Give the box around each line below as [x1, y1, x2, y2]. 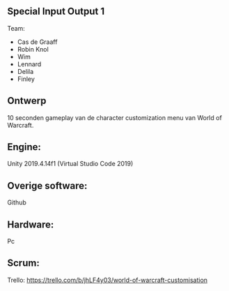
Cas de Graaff [17, 38, 58, 46]
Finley [17, 75, 35, 83]
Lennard [17, 59, 42, 68]
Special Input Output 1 [7, 6, 105, 17]
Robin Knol [17, 45, 49, 53]
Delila [17, 67, 34, 75]
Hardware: [7, 218, 54, 230]
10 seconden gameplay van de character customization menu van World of [7, 113, 223, 121]
